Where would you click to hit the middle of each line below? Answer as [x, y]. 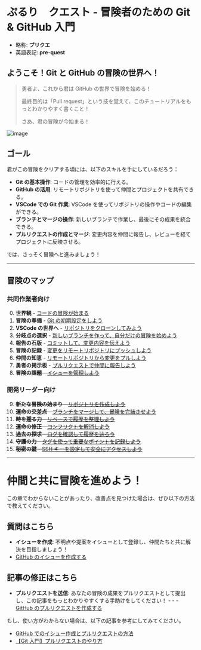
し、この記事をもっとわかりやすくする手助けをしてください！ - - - [97, 600]
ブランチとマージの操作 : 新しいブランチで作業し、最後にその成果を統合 [103, 219]
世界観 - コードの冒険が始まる [52, 313]
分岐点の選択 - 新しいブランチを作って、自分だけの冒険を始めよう [96, 336]
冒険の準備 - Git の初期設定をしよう [59, 321]
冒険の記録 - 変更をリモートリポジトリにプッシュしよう [84, 351]
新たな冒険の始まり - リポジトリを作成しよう [70, 404]
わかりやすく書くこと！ [61, 109]
